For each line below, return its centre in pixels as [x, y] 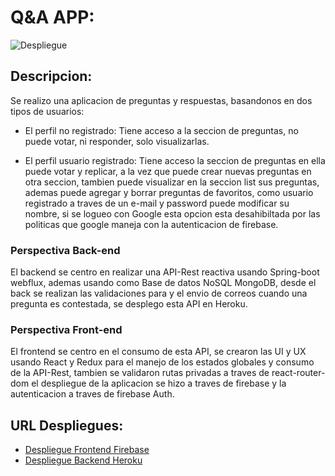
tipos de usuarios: [47, 111]
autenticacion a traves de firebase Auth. [92, 394]
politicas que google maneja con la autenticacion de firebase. [151, 224]
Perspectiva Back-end [65, 250]
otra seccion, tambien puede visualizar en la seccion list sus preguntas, [172, 182]
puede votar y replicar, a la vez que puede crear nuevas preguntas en [168, 171]
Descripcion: [51, 76]
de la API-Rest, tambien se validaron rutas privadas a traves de [140, 373]
